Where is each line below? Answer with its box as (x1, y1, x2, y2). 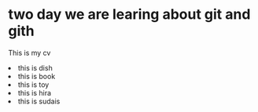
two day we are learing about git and (8, 5, 251, 23)
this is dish (18, 63, 53, 72)
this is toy (18, 80, 50, 89)
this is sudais (18, 96, 61, 106)
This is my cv (8, 48, 51, 57)
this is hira (18, 88, 52, 97)
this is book (18, 71, 56, 81)
